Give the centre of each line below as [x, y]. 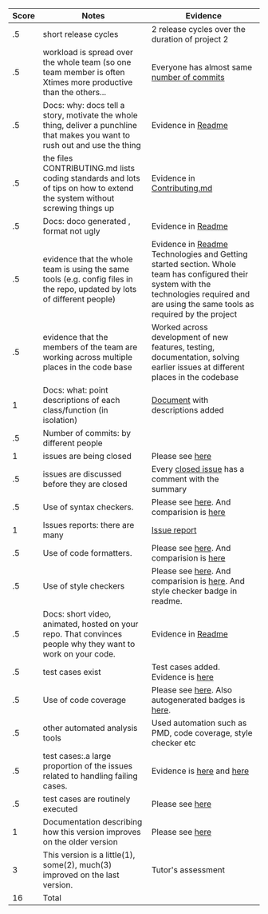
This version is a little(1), [89, 855]
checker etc [173, 743]
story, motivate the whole [90, 115]
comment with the [185, 479]
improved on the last [81, 875]
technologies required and [201, 294]
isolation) [60, 420]
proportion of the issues [88, 766]
